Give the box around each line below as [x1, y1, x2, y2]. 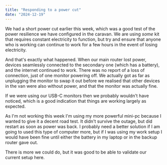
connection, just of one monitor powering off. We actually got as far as [5, 72, 150, 78]
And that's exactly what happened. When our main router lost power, [5, 56, 147, 62]
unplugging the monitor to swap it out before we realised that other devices [5, 78, 161, 84]
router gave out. [5, 139, 38, 145]
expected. [5, 103, 26, 109]
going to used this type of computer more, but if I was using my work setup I [5, 129, 163, 135]
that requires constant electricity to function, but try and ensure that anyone [5, 36, 161, 42]
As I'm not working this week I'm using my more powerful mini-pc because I [5, 113, 162, 119]
